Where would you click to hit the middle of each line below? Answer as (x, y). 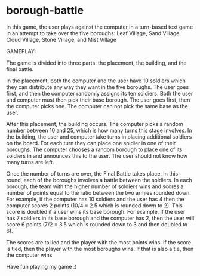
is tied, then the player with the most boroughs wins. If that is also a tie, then (100, 249)
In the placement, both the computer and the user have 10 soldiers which (96, 81)
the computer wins (29, 255)
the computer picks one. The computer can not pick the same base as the (97, 106)
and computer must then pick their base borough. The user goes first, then (98, 100)
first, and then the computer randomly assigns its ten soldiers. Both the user (100, 93)
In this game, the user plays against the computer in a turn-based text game (100, 27)
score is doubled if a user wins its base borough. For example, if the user (96, 211)
